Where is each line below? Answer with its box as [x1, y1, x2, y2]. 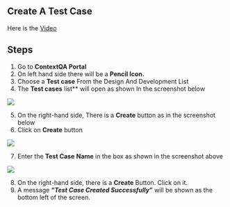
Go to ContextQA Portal [17, 62, 87, 71]
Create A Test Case [7, 6, 92, 17]
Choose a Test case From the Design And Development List [17, 77, 189, 85]
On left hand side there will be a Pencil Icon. [17, 69, 145, 78]
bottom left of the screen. [17, 193, 90, 201]
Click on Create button [17, 125, 83, 134]
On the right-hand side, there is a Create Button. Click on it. [17, 178, 188, 186]
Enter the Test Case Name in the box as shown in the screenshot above [17, 152, 224, 160]
